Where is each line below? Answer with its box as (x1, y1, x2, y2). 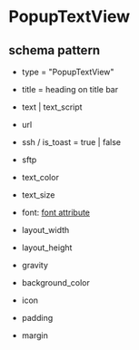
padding (21, 313, 54, 323)
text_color (21, 172, 60, 182)
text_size (21, 190, 55, 200)
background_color (21, 277, 90, 287)
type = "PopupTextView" (21, 66, 114, 77)
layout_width (21, 225, 70, 235)
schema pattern (8, 43, 101, 58)
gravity (21, 260, 49, 270)
